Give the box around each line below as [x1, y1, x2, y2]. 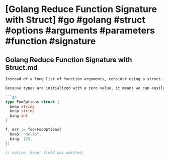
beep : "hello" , [10, 131, 42, 136]
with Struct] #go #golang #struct [5, 14, 146, 26]
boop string [10, 109, 35, 114]
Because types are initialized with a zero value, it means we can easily [5, 85, 165, 91]
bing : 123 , [10, 136, 33, 141]
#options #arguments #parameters [5, 25, 155, 36]
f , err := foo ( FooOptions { [5, 127, 62, 132]
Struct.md [5, 63, 38, 72]
